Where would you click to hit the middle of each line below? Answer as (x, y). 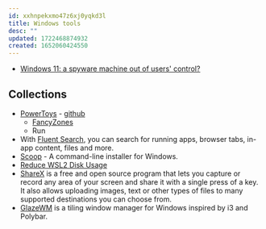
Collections (37, 94)
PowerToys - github (52, 113)
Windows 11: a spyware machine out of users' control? (110, 69)
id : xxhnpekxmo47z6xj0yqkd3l (57, 16)
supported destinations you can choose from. (96, 199)
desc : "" (23, 31)
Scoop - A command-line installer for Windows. (99, 156)
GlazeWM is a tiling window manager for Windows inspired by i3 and (134, 207)
